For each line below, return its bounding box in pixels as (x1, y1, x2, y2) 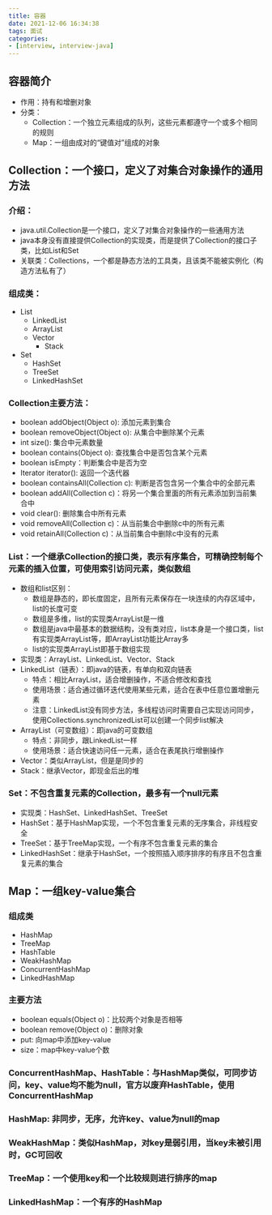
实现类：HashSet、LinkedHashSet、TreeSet (19, 807, 168, 817)
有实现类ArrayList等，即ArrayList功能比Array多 (32, 634, 189, 644)
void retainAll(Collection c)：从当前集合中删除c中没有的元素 (19, 528, 219, 539)
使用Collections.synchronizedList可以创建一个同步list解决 (32, 715, 224, 725)
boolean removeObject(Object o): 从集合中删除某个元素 (19, 427, 205, 438)
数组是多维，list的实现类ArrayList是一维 (32, 614, 164, 623)
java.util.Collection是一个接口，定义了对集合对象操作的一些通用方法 (19, 225, 244, 235)
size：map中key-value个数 (19, 1045, 110, 1055)
